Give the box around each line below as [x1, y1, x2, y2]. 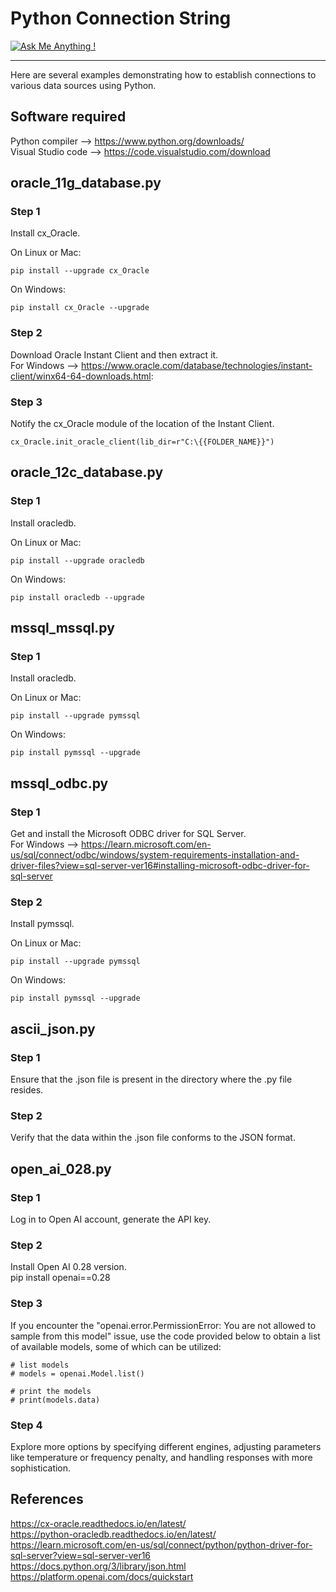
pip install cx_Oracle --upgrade [10, 303, 150, 313]
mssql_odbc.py [10, 775, 109, 792]
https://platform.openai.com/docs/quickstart [10, 1570, 194, 1582]
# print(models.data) [10, 1395, 101, 1405]
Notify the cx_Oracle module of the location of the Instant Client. [10, 418, 275, 430]
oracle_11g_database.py [10, 175, 162, 192]
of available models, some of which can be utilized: [10, 1340, 222, 1352]
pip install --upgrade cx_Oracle [10, 266, 150, 276]
